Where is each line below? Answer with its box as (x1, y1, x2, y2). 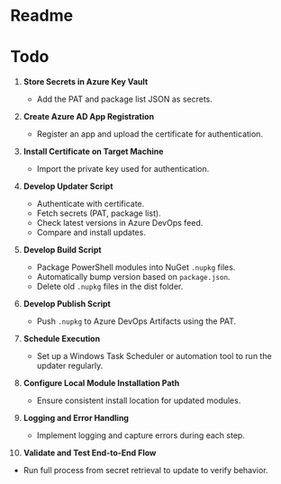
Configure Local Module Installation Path (23, 378, 180, 389)
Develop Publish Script (23, 299, 111, 309)
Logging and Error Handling (23, 413, 130, 424)
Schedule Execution (23, 334, 101, 345)
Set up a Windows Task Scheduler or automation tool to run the (36, 351, 273, 362)
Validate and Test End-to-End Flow (23, 447, 157, 459)
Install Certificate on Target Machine (23, 146, 164, 157)
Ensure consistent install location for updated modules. (36, 395, 241, 406)
